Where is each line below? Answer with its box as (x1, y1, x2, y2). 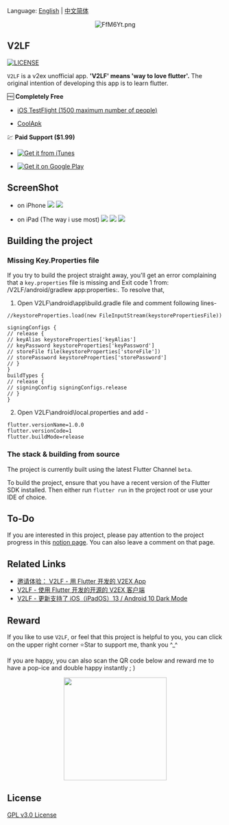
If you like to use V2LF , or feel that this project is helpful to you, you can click (7, 633, 223, 641)
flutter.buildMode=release (7, 433, 84, 441)
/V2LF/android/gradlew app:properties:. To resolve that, (7, 286, 165, 294)
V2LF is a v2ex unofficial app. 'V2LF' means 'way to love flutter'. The (7, 71, 202, 80)
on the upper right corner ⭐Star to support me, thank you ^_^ (7, 641, 178, 649)
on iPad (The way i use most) (16, 215, 100, 224)
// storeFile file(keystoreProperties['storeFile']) (7, 348, 161, 355)
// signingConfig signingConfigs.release (7, 384, 128, 392)
